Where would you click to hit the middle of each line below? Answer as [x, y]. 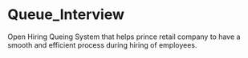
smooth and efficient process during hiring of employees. [102, 44]
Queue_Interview [66, 15]
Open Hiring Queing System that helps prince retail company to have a [124, 37]
